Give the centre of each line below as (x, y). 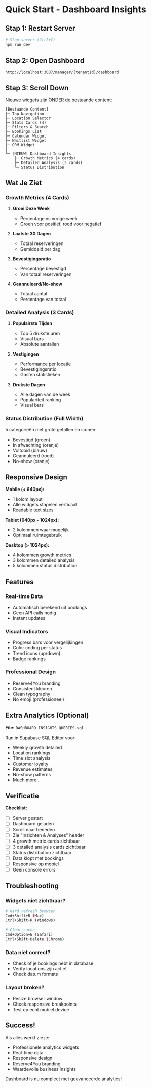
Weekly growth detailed (37, 747)
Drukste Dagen (29, 385)
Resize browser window (37, 998)
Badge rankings (29, 659)
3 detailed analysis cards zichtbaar (49, 847)
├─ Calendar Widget (26, 136)
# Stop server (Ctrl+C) (30, 40)
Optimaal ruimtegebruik (37, 535)
